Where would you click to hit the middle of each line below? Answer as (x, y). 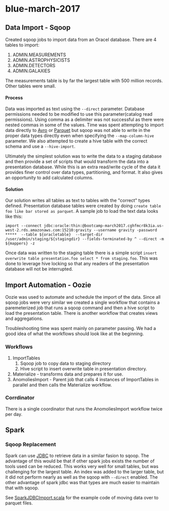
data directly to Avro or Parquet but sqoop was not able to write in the (78, 130)
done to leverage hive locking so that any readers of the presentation (77, 264)
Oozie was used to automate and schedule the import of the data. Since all (83, 297)
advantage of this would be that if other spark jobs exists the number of (80, 461)
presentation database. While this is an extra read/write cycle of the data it (83, 167)
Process (14, 98)
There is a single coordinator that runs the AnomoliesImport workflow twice (84, 409)
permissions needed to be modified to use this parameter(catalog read (79, 114)
